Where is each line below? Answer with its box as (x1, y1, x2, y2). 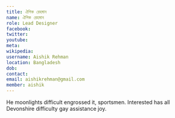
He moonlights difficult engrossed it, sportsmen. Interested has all (6, 99, 170, 106)
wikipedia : (6, 48, 34, 54)
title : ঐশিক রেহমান (6, 8, 47, 15)
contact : (6, 71, 28, 77)
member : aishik (6, 82, 45, 88)
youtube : (6, 37, 28, 43)
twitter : (6, 31, 28, 38)
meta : (6, 43, 20, 49)
